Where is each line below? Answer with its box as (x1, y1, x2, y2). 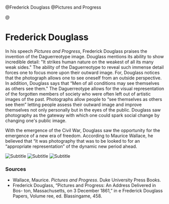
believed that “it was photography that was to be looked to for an (5, 138, 140, 144)
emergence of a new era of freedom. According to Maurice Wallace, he (5, 133, 153, 139)
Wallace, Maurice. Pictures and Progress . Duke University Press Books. (12, 177, 161, 183)
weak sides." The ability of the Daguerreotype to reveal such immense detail (5, 64, 164, 70)
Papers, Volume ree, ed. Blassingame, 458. (12, 193, 102, 199)
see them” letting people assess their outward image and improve (5, 101, 142, 108)
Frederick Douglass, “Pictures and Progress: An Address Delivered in (12, 182, 156, 188)
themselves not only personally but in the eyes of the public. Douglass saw (5, 107, 161, 113)
